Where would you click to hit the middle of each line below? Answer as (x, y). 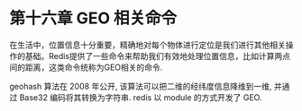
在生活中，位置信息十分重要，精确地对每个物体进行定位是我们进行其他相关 (147, 45)
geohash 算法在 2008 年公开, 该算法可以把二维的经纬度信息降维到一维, (141, 86)
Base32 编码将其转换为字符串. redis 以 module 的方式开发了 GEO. (141, 97)
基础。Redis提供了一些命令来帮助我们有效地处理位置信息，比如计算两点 (158, 55)
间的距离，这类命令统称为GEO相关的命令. (86, 67)
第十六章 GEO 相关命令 (93, 18)
